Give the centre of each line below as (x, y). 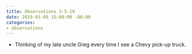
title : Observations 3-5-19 (41, 11)
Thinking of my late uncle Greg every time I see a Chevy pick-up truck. (100, 45)
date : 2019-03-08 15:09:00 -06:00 (49, 17)
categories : (21, 22)
